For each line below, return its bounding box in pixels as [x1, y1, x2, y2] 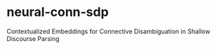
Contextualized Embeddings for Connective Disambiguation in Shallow [6, 27, 211, 35]
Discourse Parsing [6, 34, 60, 42]
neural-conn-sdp [6, 4, 110, 20]
